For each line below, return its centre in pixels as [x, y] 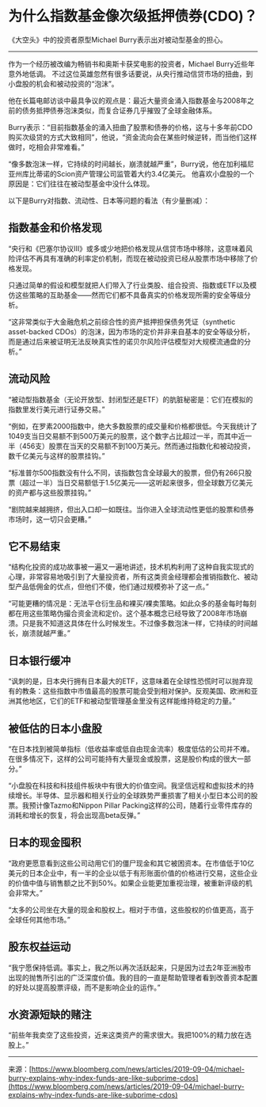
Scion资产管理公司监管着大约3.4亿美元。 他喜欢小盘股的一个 [156, 173]
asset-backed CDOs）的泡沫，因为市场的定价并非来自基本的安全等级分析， [131, 331]
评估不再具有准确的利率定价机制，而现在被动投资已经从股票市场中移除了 [133, 258]
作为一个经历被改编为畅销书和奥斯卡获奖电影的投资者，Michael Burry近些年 [131, 63]
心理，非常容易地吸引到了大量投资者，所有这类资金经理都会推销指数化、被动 [133, 577]
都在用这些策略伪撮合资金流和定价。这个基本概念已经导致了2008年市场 [124, 614]
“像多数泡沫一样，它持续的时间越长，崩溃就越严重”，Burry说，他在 [118, 164]
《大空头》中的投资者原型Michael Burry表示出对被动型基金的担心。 [118, 40]
